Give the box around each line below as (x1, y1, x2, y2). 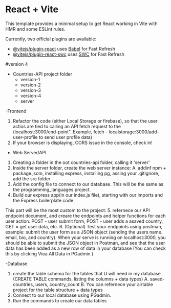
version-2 (20, 82, 41, 88)
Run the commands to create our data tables (12, 297, 107, 303)
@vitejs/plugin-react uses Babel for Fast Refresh (12, 45, 116, 52)
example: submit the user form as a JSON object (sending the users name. (5, 229, 163, 235)
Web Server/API (12, 149, 47, 155)
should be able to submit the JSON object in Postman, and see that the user (5, 240, 165, 246)
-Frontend (5, 108, 27, 114)
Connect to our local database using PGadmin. (12, 292, 112, 298)
